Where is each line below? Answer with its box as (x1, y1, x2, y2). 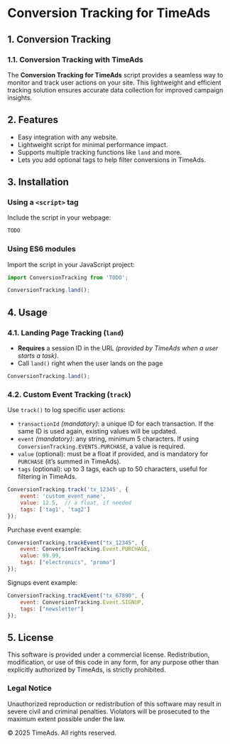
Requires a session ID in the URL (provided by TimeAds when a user (17, 343, 219, 352)
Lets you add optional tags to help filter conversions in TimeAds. (17, 155, 207, 164)
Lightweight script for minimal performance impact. (17, 140, 168, 149)
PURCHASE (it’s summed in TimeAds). (17, 457, 121, 466)
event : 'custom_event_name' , (20, 492, 106, 500)
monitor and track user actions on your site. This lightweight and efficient (7, 78, 221, 87)
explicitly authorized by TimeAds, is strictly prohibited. (7, 666, 166, 674)
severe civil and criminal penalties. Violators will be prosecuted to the (7, 707, 210, 716)
